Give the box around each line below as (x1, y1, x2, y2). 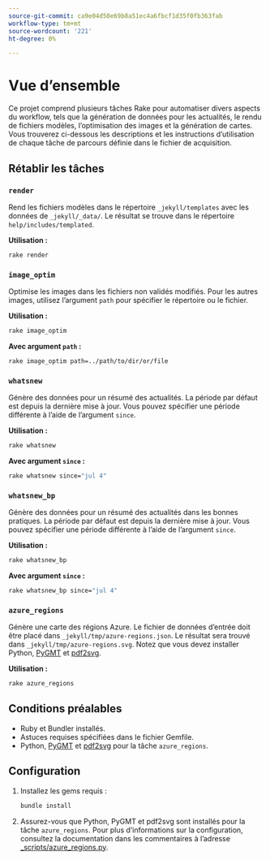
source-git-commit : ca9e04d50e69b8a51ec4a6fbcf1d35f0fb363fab (8, 11, 223, 20)
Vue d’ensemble (8, 76, 121, 95)
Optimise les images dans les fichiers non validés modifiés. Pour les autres (8, 287, 258, 296)
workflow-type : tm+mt (8, 19, 82, 28)
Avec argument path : (8, 341, 82, 351)
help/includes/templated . (8, 219, 95, 229)
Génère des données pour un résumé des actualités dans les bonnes (8, 508, 238, 517)
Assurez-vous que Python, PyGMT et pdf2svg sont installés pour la (19, 816, 246, 826)
